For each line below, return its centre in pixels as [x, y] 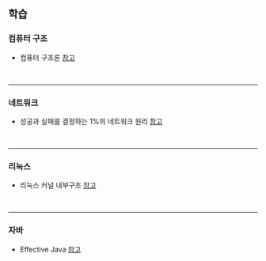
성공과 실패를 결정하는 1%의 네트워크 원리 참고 [91, 121]
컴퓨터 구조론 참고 [47, 57]
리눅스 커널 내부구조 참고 [58, 185]
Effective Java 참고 [50, 249]
